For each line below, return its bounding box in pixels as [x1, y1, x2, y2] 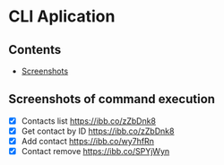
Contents [8, 42, 62, 57]
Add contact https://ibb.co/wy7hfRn [21, 135, 154, 146]
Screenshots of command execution [8, 91, 216, 107]
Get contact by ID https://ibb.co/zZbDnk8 [21, 126, 175, 136]
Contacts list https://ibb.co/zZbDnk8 [21, 115, 156, 126]
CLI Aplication [8, 6, 116, 27]
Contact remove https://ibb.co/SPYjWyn [21, 146, 170, 156]
